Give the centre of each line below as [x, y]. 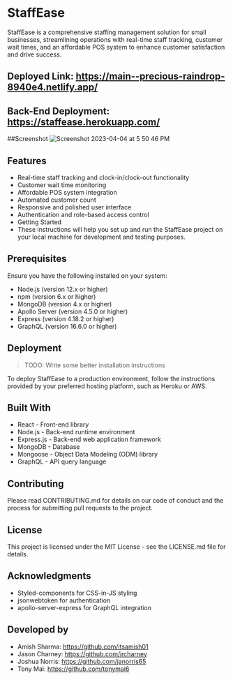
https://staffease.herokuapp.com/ [84, 122]
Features [27, 161]
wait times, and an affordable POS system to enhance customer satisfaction [116, 47]
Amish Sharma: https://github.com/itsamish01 [83, 646]
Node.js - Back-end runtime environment [76, 432]
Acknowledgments [50, 576]
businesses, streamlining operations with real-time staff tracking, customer [115, 39]
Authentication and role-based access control [83, 214]
